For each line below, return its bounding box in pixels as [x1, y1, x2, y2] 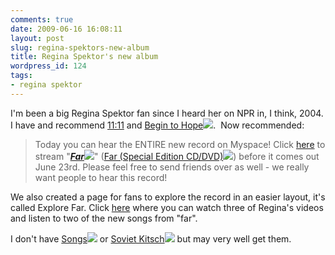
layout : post [10, 33, 65, 43]
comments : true [10, 14, 74, 25]
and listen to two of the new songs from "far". [10, 212, 198, 224]
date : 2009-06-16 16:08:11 [10, 24, 123, 34]
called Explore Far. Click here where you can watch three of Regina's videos [10, 201, 324, 213]
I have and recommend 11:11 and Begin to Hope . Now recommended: [10, 119, 305, 131]
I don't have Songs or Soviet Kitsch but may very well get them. [10, 232, 292, 245]
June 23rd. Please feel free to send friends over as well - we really [34, 161, 310, 173]
